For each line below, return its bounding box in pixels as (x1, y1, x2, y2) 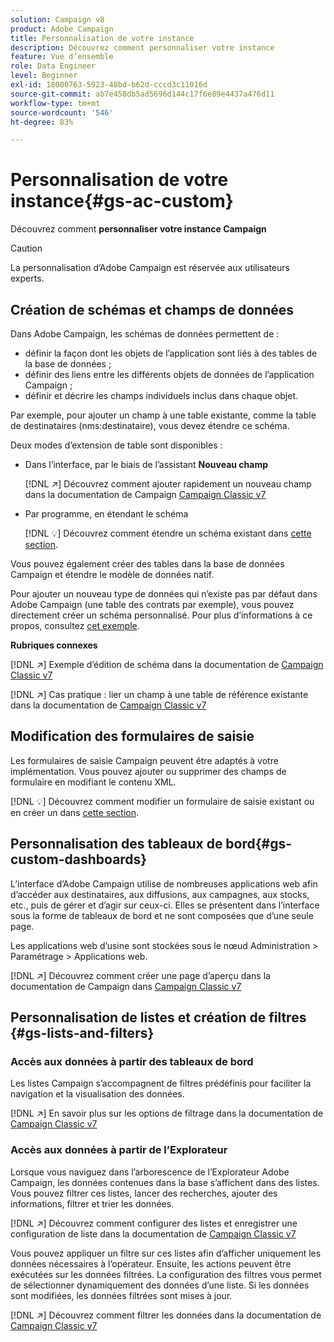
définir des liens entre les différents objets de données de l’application (24, 369, 315, 380)
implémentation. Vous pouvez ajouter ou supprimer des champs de (10, 765, 287, 777)
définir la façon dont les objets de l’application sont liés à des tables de (24, 347, 318, 359)
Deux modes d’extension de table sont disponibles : (10, 439, 223, 451)
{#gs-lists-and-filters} (10, 1025, 155, 1042)
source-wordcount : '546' (10, 107, 114, 118)
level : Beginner (10, 71, 78, 81)
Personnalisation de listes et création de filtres (10, 1009, 307, 1026)
